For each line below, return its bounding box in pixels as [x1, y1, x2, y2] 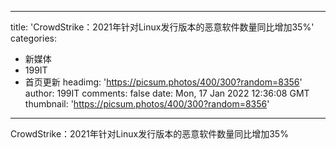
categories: [10, 32, 57, 44]
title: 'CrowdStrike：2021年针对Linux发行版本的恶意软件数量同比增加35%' [10, 21, 315, 33]
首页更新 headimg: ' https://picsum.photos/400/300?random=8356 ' [24, 76, 303, 88]
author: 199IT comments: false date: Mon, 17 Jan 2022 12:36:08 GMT [24, 87, 310, 99]
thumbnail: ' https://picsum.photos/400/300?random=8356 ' [24, 98, 270, 110]
